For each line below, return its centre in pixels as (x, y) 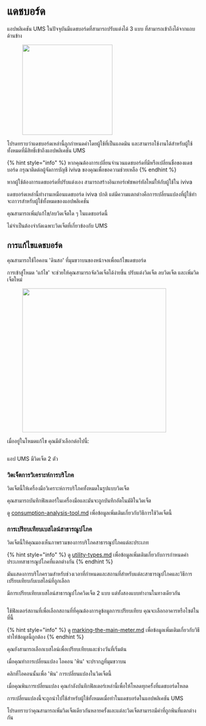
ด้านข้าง (14, 36)
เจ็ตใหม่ (15, 279)
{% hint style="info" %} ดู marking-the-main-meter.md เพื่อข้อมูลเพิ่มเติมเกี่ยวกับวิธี (103, 630)
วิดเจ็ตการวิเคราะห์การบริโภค (40, 475)
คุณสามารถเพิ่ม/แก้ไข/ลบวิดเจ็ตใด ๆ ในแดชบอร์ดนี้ (57, 213)
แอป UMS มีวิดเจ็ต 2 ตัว (32, 458)
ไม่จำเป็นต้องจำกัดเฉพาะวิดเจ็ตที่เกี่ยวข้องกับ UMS (57, 225)
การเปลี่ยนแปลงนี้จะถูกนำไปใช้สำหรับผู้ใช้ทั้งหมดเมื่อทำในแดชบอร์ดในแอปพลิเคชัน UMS (95, 698)
